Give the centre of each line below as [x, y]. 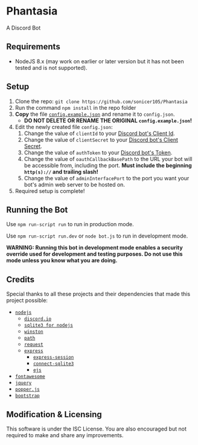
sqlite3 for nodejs [49, 326]
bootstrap [27, 396]
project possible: [27, 300]
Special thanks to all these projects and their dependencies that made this [98, 294]
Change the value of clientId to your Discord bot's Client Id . [99, 133]
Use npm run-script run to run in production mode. [70, 224]
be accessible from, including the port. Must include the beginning [108, 165]
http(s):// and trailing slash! [61, 172]
